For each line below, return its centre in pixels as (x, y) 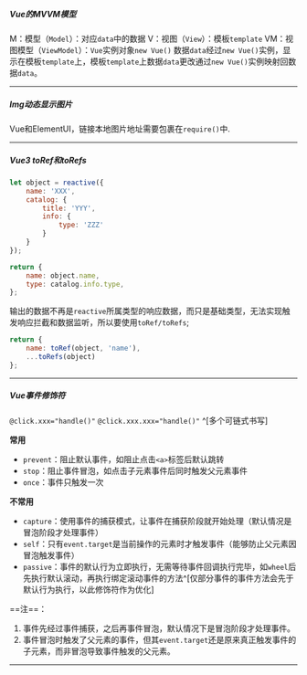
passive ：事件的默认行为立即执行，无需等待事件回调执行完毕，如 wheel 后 (159, 566)
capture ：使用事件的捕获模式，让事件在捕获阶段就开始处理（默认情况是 (157, 521)
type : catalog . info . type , (75, 284)
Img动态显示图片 (41, 104)
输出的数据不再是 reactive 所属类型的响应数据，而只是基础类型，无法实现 (146, 311)
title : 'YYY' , (69, 208)
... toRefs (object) (61, 357)
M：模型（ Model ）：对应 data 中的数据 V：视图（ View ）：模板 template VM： (148, 38)
